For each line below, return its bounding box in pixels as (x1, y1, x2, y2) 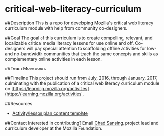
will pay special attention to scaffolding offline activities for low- (26, 45, 157, 51)
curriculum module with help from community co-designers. (5, 25, 128, 31)
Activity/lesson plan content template (12, 110, 88, 116)
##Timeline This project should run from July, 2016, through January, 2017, (5, 75, 158, 81)
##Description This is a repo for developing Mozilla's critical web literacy (5, 20, 154, 26)
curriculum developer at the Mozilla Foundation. (5, 125, 103, 131)
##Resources (5, 100, 33, 106)
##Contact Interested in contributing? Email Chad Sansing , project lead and (5, 120, 159, 126)
